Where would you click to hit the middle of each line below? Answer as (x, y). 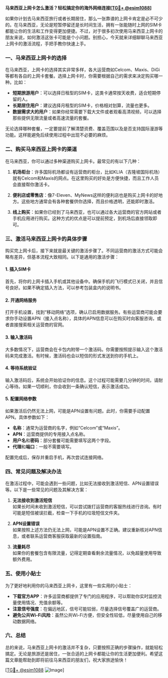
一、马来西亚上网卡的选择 (36, 58)
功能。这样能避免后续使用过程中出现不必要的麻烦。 (58, 135)
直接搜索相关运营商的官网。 (38, 325)
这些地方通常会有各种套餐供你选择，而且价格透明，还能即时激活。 (89, 201)
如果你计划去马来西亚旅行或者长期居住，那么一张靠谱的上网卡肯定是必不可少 (84, 19)
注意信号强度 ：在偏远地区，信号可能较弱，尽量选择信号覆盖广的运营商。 (87, 609)
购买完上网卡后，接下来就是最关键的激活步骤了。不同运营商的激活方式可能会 (84, 250)
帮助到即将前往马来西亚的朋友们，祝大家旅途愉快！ (75, 660)
